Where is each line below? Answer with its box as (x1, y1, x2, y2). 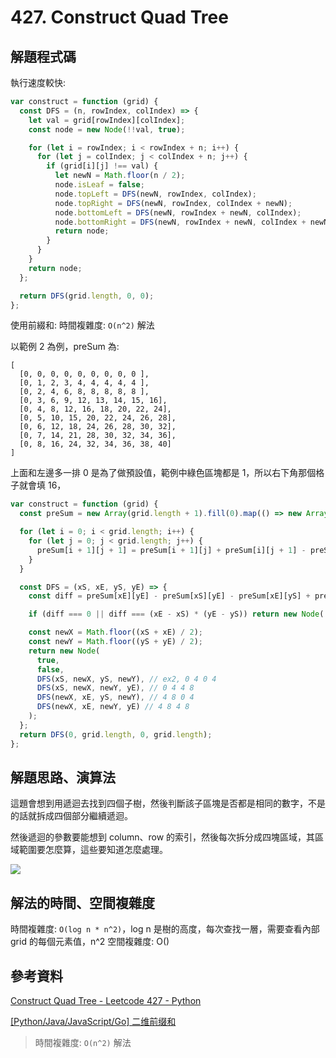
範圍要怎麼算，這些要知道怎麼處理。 (18, 844, 168, 856)
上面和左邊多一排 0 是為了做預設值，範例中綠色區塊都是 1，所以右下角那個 (10, 467, 317, 479)
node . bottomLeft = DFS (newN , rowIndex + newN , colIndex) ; (54, 207, 302, 218)
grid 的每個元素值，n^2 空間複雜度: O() (10, 936, 170, 948)
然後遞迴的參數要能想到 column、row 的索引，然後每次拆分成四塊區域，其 (10, 831, 316, 843)
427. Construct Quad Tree (10, 6, 229, 29)
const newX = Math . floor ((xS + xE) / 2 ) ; (28, 627, 203, 638)
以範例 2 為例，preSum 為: (10, 341, 120, 353)
